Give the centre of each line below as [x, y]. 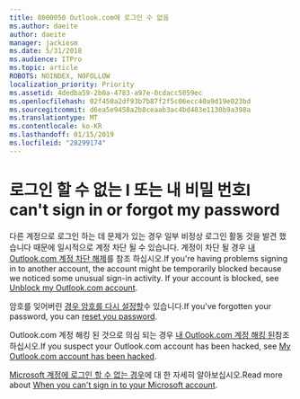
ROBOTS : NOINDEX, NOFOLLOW [60, 76]
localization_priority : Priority [72, 84]
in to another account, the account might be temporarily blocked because [146, 268]
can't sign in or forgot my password [145, 210]
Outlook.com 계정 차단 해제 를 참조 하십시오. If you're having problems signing [149, 258]
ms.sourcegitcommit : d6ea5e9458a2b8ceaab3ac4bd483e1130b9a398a [130, 110]
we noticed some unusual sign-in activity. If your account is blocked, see [144, 278]
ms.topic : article [44, 68]
